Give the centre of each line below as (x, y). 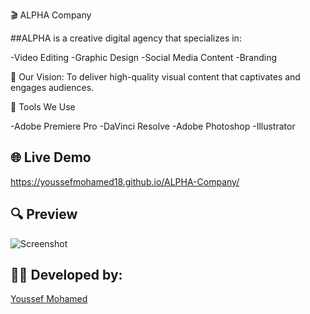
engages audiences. (52, 87)
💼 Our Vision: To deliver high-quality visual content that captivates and (155, 77)
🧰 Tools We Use (43, 107)
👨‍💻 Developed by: (66, 275)
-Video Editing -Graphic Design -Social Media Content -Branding (144, 57)
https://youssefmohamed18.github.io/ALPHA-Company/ (125, 181)
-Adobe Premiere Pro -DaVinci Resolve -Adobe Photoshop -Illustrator (153, 126)
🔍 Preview (44, 214)
